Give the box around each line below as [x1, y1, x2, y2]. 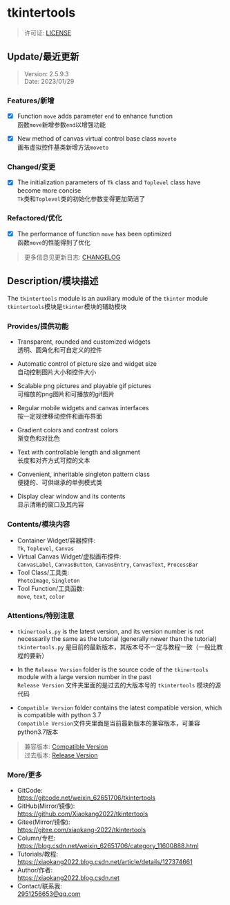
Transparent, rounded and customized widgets [17, 337, 151, 346]
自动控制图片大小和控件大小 [17, 368, 97, 376]
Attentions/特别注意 [7, 611, 75, 621]
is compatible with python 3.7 [17, 710, 102, 719]
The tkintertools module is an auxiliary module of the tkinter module [7, 294, 209, 302]
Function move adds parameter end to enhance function [17, 112, 173, 121]
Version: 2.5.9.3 [23, 69, 69, 78]
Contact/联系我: [17, 881, 62, 890]
